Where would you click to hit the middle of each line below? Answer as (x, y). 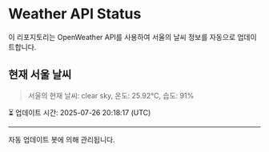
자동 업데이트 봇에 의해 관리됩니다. (62, 139)
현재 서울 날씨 (40, 75)
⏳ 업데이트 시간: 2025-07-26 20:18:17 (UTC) (80, 112)
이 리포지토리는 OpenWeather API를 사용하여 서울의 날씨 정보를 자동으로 (122, 37)
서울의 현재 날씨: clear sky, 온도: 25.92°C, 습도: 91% (111, 95)
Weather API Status (75, 14)
